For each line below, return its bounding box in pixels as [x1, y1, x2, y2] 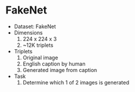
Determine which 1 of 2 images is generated [22, 79, 130, 86]
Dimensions [14, 29, 43, 36]
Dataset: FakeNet [14, 23, 56, 30]
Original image [22, 54, 58, 61]
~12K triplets [22, 42, 53, 49]
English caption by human [22, 60, 86, 67]
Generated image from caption [22, 66, 97, 73]
